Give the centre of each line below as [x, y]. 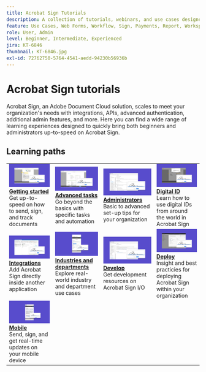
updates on [23, 347]
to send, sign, [26, 211]
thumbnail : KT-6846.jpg [37, 52]
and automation [75, 221]
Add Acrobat [25, 269]
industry [81, 279]
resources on [120, 281]
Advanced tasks [76, 195]
